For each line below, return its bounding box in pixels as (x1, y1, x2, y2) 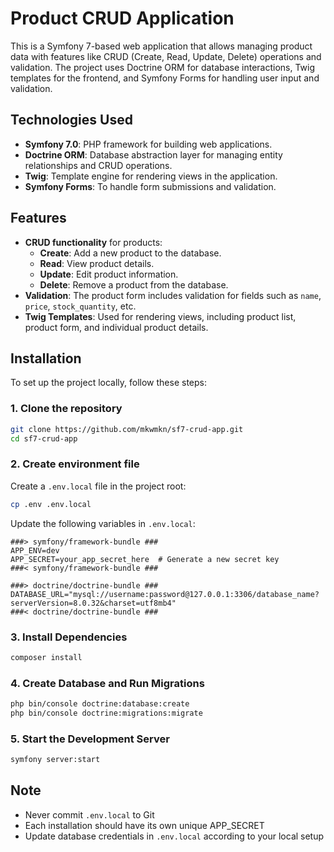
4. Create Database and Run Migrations (10, 676, 205, 690)
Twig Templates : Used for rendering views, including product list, (24, 310, 297, 322)
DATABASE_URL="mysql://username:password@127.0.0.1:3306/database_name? (10, 589, 320, 599)
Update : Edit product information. (39, 268, 179, 280)
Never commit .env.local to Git (24, 808, 155, 821)
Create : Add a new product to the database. (39, 247, 222, 259)
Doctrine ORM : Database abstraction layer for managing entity (24, 148, 283, 161)
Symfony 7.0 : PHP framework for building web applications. (24, 138, 273, 150)
